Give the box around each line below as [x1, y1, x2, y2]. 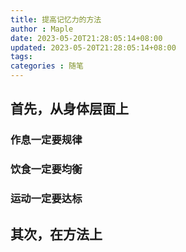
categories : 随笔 [10, 61, 84, 71]
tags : [10, 52, 33, 62]
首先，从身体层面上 [10, 101, 129, 118]
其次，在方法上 [10, 226, 103, 243]
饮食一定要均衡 [10, 162, 83, 176]
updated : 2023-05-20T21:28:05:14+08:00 [10, 42, 177, 53]
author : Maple [10, 24, 74, 34]
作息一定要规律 [10, 133, 83, 147]
